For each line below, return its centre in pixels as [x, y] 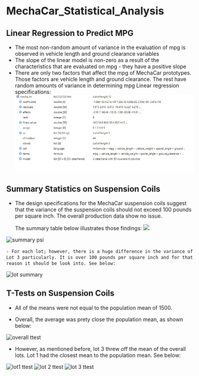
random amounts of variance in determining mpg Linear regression [97, 85]
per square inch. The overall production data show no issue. [88, 216]
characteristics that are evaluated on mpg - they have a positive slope [100, 66]
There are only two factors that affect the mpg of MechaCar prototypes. [103, 73]
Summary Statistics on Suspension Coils [83, 189]
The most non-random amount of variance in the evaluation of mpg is [100, 47]
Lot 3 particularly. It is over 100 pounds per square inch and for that [100, 258]
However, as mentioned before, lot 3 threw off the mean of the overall [100, 349]
